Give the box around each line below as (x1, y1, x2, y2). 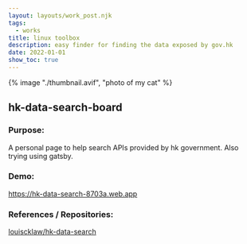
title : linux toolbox (8, 33, 80, 42)
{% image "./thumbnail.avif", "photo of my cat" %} (8, 77, 173, 87)
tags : (8, 19, 26, 27)
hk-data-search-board (8, 101, 123, 114)
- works (15, 26, 41, 34)
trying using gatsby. (8, 151, 73, 161)
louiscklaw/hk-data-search (8, 227, 97, 237)
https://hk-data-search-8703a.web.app (8, 188, 138, 199)
